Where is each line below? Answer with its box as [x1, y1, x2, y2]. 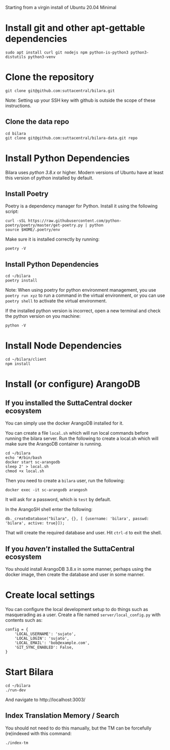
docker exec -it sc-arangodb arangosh [5, 487, 88, 493]
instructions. [5, 102, 32, 109]
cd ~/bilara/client [5, 357, 47, 362]
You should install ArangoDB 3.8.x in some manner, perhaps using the [5, 566, 152, 572]
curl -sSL [5, 218, 26, 224]
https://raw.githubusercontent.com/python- [27, 218, 122, 224]
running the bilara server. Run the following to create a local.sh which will [5, 435, 159, 441]
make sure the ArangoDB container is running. [5, 441, 102, 447]
